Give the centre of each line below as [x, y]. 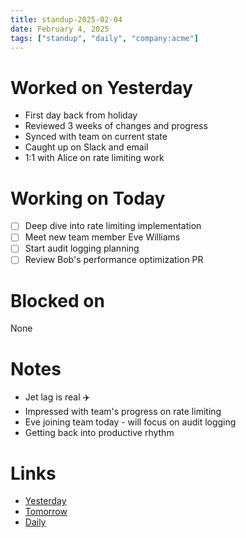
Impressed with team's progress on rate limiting [123, 412]
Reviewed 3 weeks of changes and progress [116, 126]
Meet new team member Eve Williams [102, 237]
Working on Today [88, 198]
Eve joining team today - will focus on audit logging [130, 422]
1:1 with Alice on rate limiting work [94, 158]
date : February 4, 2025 [60, 29]
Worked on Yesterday [101, 87]
